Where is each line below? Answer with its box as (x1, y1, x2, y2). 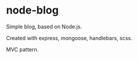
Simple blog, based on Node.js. (6, 23, 83, 30)
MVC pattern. (6, 45, 39, 53)
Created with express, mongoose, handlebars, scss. (6, 34, 133, 41)
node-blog (6, 4, 59, 17)
